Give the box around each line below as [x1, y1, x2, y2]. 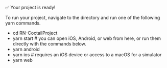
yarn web [12, 57, 33, 63]
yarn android [12, 46, 40, 52]
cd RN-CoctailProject [12, 30, 58, 36]
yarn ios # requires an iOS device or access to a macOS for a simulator [12, 52, 162, 58]
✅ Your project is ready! [5, 5, 56, 10]
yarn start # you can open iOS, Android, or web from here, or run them [12, 35, 161, 41]
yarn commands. [5, 20, 41, 26]
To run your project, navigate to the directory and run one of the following [5, 15, 160, 20]
